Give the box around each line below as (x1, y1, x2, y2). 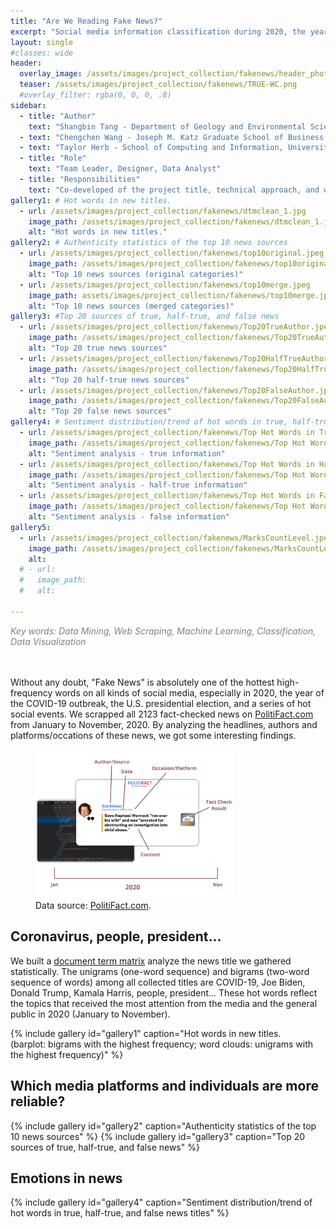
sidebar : (10, 100, 47, 110)
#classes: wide (10, 48, 74, 58)
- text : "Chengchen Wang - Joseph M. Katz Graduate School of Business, (19, 132, 329, 142)
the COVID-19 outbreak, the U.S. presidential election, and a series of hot (10, 697, 312, 709)
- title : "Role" (19, 153, 87, 164)
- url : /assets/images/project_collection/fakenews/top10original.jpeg (19, 248, 325, 259)
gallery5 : (10, 522, 52, 532)
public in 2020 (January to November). (10, 1008, 171, 1020)
